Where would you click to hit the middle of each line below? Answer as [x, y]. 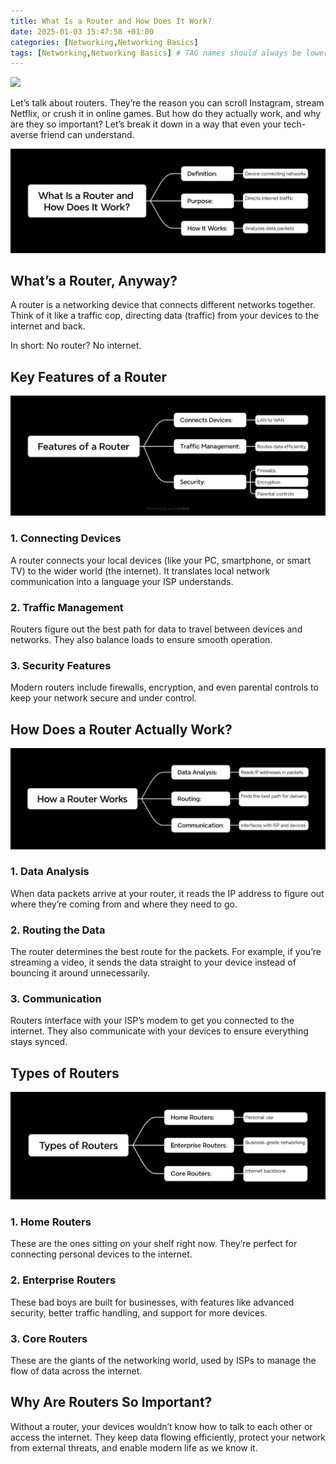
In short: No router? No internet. [76, 346]
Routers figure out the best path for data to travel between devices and [156, 629]
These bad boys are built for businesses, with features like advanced [152, 1302]
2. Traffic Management [67, 607]
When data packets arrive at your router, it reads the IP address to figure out [167, 893]
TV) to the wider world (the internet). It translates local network [140, 571]
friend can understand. [87, 135]
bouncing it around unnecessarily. [80, 973]
